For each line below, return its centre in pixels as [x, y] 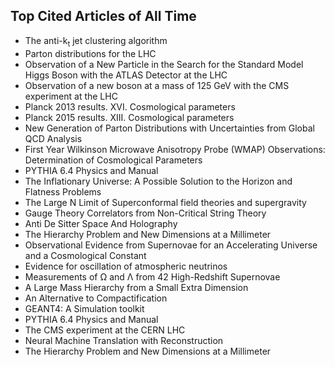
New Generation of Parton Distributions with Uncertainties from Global [169, 128]
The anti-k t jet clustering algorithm [96, 41]
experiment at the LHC [71, 96]
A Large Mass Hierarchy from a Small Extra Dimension [136, 287]
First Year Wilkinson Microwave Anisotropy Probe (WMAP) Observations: [175, 149]
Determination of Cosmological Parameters [113, 160]
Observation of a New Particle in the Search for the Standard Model [164, 64]
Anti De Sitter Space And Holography [101, 223]
